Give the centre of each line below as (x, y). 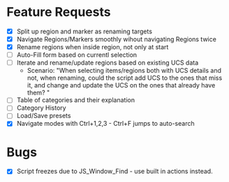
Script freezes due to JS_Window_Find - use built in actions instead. (115, 172)
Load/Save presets (44, 116)
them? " (38, 93)
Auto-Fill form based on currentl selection (77, 55)
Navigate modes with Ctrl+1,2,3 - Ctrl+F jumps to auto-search (105, 124)
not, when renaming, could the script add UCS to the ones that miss (125, 78)
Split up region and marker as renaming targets (84, 31)
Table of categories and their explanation (76, 100)
